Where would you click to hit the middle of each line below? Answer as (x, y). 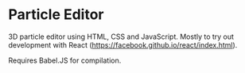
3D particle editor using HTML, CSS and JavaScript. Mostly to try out (121, 36)
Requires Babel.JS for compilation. (65, 60)
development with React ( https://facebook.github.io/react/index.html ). (123, 44)
